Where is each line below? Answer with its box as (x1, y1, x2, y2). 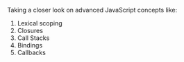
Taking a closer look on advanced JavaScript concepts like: (7, 6, 178, 14)
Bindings (17, 41, 43, 49)
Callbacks (17, 48, 47, 56)
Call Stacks (17, 34, 50, 42)
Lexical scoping (17, 19, 62, 27)
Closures (17, 27, 44, 34)
